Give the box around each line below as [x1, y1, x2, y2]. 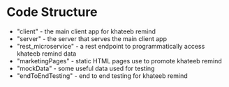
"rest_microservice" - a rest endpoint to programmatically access [16, 42, 205, 50]
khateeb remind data [16, 49, 77, 58]
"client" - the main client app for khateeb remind [16, 27, 156, 35]
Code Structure [6, 4, 98, 20]
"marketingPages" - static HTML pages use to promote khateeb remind [16, 56, 223, 65]
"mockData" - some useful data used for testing [16, 64, 155, 72]
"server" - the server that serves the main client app [16, 34, 167, 42]
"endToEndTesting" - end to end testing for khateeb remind [16, 71, 188, 80]
